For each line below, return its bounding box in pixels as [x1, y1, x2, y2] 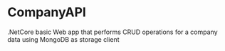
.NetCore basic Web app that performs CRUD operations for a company [7, 28, 219, 36]
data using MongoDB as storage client [7, 35, 120, 43]
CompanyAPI [7, 4, 87, 21]
